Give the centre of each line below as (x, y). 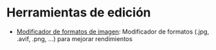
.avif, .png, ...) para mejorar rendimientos (74, 38)
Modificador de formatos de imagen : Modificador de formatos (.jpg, (113, 32)
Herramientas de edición (79, 13)
